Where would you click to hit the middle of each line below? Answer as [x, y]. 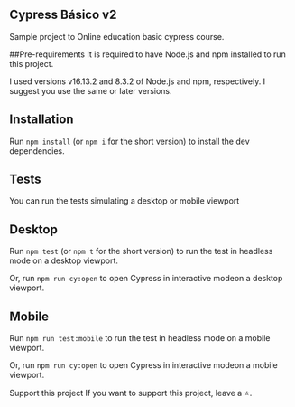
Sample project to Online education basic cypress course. [117, 36]
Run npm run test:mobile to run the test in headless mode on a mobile [140, 338]
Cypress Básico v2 [63, 15]
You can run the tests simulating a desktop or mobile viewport [124, 201]
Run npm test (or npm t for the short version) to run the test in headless [141, 251]
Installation [41, 120]
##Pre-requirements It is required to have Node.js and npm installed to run [147, 54]
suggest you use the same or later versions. [91, 90]
